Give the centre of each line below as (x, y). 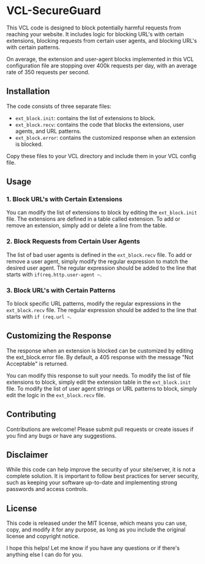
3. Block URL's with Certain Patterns (61, 290)
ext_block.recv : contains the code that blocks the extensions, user (100, 124)
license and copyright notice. (43, 536)
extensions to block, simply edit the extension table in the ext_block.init (99, 382)
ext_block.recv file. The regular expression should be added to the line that (102, 310)
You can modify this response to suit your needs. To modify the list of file (99, 375)
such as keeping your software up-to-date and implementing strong (92, 482)
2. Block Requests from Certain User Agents (73, 242)
